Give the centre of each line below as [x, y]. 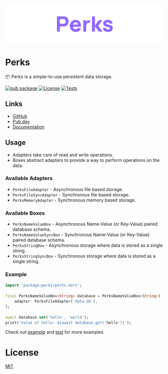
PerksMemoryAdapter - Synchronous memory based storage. [74, 200]
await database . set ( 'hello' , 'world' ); [47, 317]
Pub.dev [21, 121]
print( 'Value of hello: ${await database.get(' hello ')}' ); [68, 323]
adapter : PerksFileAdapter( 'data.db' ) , [56, 302]
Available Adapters [29, 178]
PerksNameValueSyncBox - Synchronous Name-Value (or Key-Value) [81, 235]
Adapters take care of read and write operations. [63, 155]
